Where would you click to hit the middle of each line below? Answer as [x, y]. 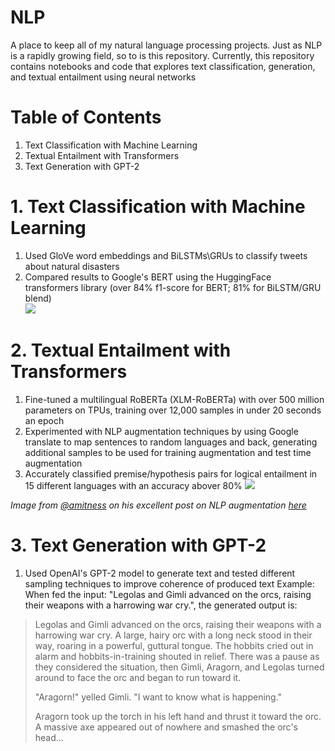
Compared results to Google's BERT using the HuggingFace [148, 277]
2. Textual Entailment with [121, 350]
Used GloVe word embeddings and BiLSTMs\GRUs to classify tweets [166, 255]
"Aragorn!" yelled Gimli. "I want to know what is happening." [158, 697]
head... [49, 737]
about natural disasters [72, 266]
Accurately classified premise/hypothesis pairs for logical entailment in [171, 473]
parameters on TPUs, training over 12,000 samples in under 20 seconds [173, 410]
